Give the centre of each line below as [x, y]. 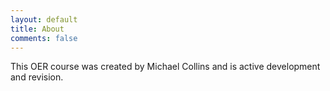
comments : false [44, 38]
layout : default [44, 19]
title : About [37, 29]
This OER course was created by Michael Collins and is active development [165, 67]
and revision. [37, 77]
